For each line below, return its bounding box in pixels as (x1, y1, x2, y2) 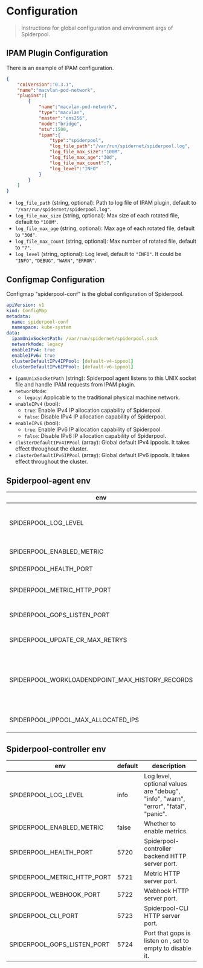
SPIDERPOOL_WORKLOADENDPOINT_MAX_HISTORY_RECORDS (9, 676, 193, 684)
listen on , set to (144, 937, 189, 945)
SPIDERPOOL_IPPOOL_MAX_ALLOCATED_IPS (9, 716, 140, 724)
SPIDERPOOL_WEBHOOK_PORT (9, 891, 101, 899)
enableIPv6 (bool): (14, 420, 60, 427)
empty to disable (144, 944, 192, 952)
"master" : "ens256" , (38, 115, 88, 121)
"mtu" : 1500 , (38, 126, 69, 132)
